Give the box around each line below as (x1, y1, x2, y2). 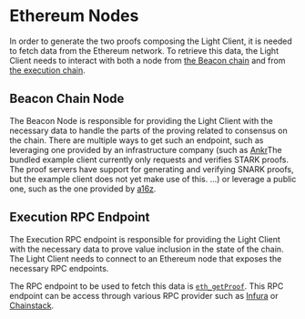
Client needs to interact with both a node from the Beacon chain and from (9, 55, 286, 66)
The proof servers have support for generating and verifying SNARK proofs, (9, 163, 294, 174)
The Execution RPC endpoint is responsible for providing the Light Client (9, 233, 280, 244)
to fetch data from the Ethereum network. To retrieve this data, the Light (9, 45, 280, 56)
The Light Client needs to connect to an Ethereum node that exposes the (9, 252, 282, 264)
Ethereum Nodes (9, 5, 139, 26)
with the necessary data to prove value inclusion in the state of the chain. (9, 243, 284, 254)
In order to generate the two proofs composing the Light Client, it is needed (9, 36, 293, 46)
